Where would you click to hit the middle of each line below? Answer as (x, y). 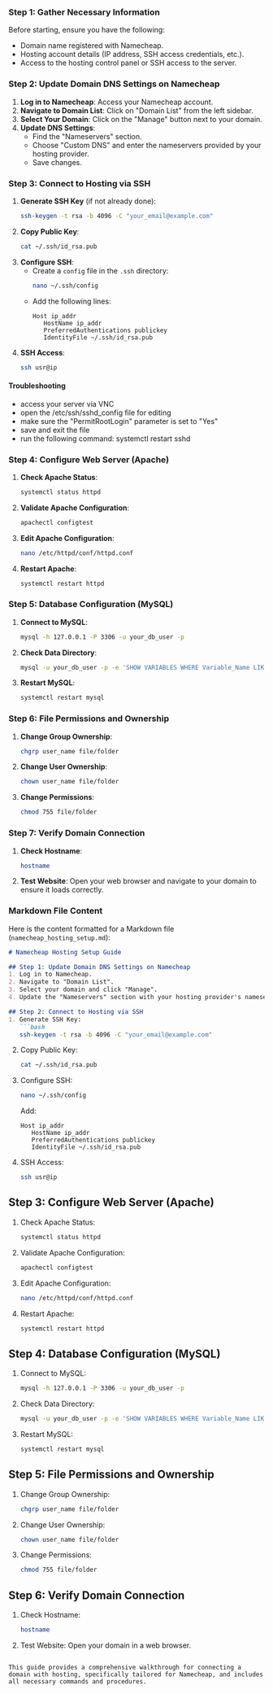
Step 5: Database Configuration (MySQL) (91, 605)
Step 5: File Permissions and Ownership (112, 1475)
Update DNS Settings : (58, 128)
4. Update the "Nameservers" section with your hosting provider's (125, 998)
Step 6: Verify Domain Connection (97, 1595)
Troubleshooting (37, 386)
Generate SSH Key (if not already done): (88, 201)
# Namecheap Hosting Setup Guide (65, 952)
